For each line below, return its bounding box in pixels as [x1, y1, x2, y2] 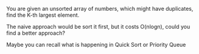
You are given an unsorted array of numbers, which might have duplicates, [6, 5, 194, 12]
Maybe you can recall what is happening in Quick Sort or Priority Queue [6, 41, 186, 48]
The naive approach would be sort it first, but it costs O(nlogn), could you [6, 23, 190, 30]
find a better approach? [6, 29, 66, 37]
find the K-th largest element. [6, 11, 80, 19]
